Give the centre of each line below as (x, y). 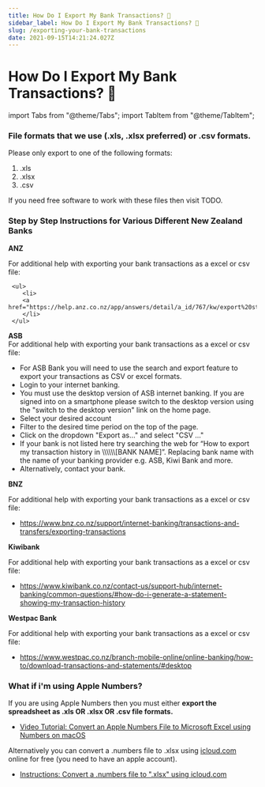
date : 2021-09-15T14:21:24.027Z (61, 38)
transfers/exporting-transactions (73, 532)
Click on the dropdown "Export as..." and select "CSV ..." (112, 435)
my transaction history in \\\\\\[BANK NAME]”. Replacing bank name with (136, 452)
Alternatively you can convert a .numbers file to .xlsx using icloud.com (122, 751)
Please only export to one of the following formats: (90, 153)
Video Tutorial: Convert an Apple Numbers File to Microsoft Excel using (135, 727)
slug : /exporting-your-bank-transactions (77, 30)
